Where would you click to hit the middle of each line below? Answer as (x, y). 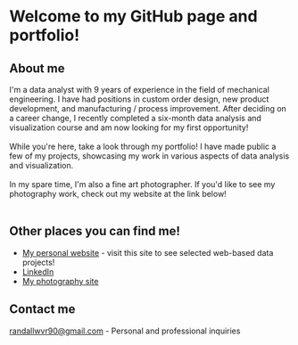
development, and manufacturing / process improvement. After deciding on (148, 108)
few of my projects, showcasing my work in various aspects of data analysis (149, 156)
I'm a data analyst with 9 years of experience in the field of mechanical (140, 90)
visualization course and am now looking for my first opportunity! (129, 127)
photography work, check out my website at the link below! (118, 194)
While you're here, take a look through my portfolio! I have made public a (143, 146)
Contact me (42, 309)
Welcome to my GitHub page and (133, 16)
